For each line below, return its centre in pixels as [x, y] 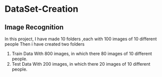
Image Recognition [34, 27]
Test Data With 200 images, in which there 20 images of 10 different [81, 64]
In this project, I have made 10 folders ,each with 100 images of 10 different [81, 39]
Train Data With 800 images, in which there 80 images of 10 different [82, 53]
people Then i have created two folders [45, 44]
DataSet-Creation [41, 9]
